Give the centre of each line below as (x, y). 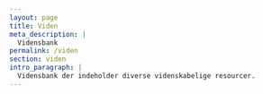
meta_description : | (48, 34)
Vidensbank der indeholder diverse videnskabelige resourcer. (136, 76)
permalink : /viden (44, 51)
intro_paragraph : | (46, 68)
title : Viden (34, 26)
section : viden (38, 59)
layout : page (34, 17)
